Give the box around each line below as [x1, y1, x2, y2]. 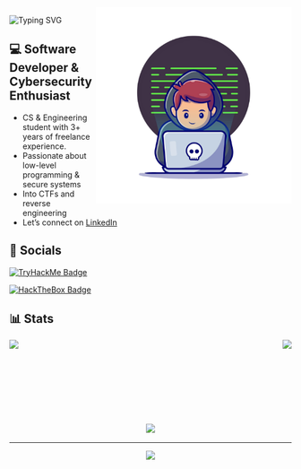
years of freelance [21, 131, 90, 142]
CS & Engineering [21, 112, 88, 123]
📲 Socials [9, 243, 63, 258]
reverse [21, 197, 51, 208]
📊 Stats [9, 311, 55, 326]
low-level [21, 160, 56, 170]
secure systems [21, 178, 82, 189]
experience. [21, 141, 67, 152]
